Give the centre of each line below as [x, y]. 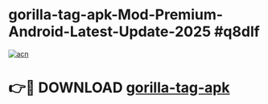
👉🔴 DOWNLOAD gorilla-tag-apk [119, 88]
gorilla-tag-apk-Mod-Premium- [116, 15]
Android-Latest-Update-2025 [110, 32]
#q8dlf [237, 32]
